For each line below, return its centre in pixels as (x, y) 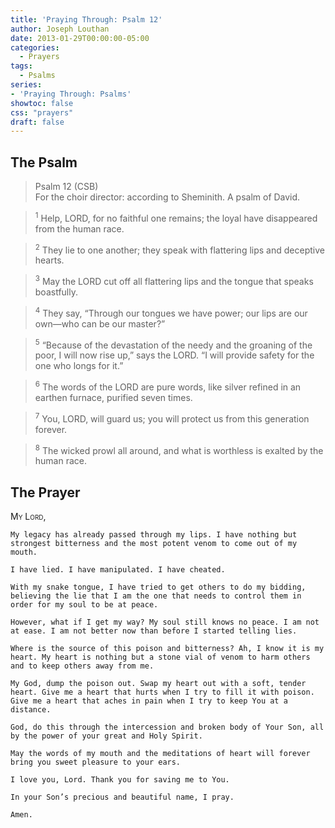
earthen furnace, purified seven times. (113, 397)
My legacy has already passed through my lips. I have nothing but (154, 535)
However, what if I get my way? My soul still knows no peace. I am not (165, 622)
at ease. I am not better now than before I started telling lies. (154, 631)
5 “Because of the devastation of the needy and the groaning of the (173, 344)
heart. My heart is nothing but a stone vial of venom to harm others (160, 657)
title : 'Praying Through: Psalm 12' (86, 19)
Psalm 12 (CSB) (66, 187)
